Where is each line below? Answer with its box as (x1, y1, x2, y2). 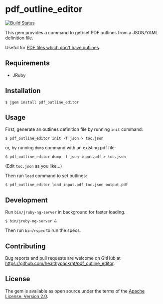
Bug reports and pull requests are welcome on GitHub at (5, 255, 121, 261)
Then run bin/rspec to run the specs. (5, 227, 81, 233)
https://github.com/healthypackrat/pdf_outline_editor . (5, 260, 115, 266)
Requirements (5, 59, 50, 68)
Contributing (5, 242, 46, 250)
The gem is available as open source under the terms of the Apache (5, 288, 145, 294)
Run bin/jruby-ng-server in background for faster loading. (5, 209, 126, 215)
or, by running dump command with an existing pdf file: (5, 145, 116, 151)
